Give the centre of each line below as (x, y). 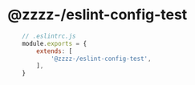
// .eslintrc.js (49, 36)
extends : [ (55, 51)
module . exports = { (55, 43)
